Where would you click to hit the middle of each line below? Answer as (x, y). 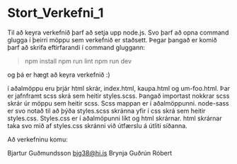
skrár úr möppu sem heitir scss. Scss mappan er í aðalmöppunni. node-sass (118, 103)
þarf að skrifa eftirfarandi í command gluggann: (76, 47)
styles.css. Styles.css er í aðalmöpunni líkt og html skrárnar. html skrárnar (115, 118)
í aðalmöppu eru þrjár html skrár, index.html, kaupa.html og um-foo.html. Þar (119, 88)
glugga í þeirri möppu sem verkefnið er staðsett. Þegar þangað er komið (112, 39)
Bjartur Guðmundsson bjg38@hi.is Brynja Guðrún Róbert (90, 153)
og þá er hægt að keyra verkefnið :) (59, 75)
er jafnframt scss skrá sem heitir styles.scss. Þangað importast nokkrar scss (118, 96)
